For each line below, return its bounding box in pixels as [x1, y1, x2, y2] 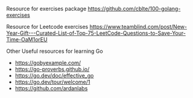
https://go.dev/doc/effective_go [14, 72, 94, 79]
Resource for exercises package [6, 5, 87, 12]
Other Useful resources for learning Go [6, 47, 104, 55]
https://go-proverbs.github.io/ [14, 66, 90, 73]
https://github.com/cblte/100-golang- [87, 5, 181, 12]
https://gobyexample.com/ [14, 60, 81, 66]
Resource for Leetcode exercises [6, 23, 89, 30]
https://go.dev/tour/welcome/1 [14, 78, 90, 85]
